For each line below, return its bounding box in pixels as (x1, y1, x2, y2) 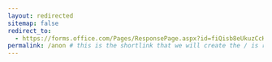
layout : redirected (7, 11, 74, 20)
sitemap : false (7, 19, 59, 27)
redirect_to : (7, 27, 52, 35)
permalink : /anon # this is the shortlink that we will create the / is (7, 42, 259, 50)
